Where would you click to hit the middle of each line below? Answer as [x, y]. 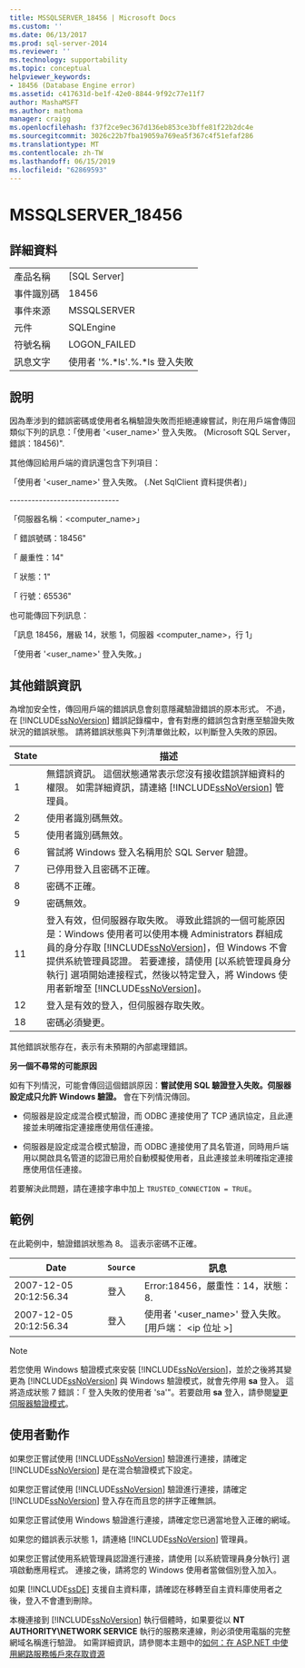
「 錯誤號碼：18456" [48, 538]
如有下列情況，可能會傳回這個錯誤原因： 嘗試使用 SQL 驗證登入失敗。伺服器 [151, 1085]
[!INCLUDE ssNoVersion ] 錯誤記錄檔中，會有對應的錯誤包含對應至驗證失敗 [157, 720]
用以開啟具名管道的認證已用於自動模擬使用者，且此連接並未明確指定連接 [157, 1158]
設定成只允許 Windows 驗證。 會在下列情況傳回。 [102, 1096]
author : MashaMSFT [44, 102]
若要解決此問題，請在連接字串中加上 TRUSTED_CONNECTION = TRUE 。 [133, 1189]
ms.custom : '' [36, 26]
